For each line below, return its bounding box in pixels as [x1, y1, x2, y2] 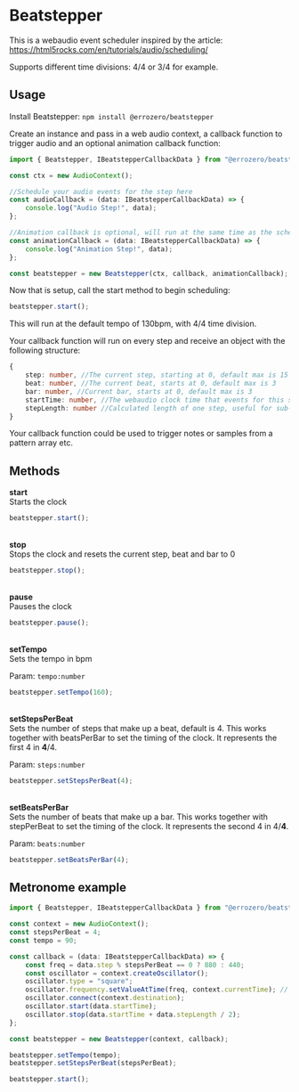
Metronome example [9, 879, 127, 895]
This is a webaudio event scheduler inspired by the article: [9, 35, 223, 45]
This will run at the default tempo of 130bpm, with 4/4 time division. [9, 318, 257, 330]
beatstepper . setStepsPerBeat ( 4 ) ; [9, 776, 133, 785]
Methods [9, 463, 61, 478]
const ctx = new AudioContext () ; [9, 171, 133, 180]
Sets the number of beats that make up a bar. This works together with [9, 811, 269, 822]
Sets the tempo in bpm [9, 653, 93, 664]
